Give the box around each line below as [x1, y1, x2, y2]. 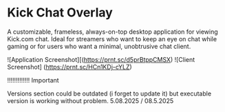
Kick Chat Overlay [7, 5, 114, 21]
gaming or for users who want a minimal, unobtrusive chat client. [7, 42, 191, 50]
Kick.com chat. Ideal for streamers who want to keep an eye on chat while [7, 34, 217, 43]
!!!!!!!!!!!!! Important [7, 76, 60, 84]
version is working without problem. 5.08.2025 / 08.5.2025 [7, 96, 174, 104]
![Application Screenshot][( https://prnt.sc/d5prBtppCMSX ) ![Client [7, 55, 195, 63]
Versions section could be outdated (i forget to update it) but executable [7, 89, 212, 98]
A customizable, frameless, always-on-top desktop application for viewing [7, 27, 218, 36]
